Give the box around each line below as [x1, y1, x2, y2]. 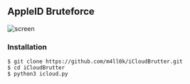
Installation [7, 42, 48, 52]
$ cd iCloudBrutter [7, 64, 65, 71]
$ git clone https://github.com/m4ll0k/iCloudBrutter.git [7, 58, 183, 66]
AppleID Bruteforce [7, 6, 95, 18]
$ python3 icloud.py [7, 71, 69, 78]
